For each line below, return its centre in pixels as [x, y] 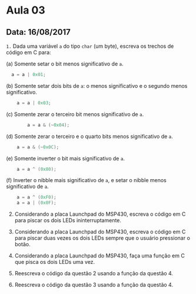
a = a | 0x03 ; [34, 103]
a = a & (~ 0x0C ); [38, 147]
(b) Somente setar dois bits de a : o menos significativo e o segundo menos [97, 85]
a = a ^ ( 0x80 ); [37, 169]
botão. [22, 245]
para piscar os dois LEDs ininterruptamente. [68, 220]
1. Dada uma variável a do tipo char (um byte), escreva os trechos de [90, 46]
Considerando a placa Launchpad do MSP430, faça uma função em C [100, 256]
